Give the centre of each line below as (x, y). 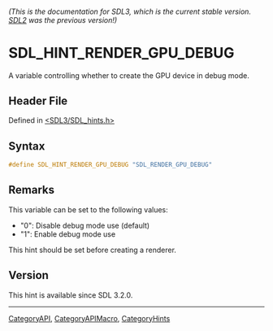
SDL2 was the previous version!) (63, 20)
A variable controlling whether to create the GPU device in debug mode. (129, 75)
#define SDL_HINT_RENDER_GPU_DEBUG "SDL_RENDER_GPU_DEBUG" (110, 165)
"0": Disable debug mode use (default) (85, 225)
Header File (38, 100)
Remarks (32, 190)
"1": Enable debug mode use (68, 234)
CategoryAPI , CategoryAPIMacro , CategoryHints (89, 318)
